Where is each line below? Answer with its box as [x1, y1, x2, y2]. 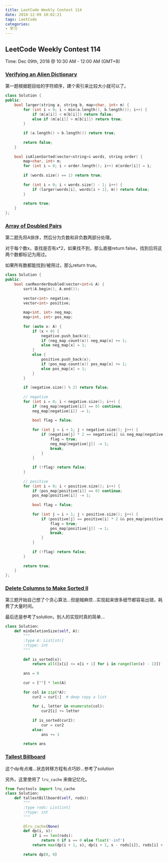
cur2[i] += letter [41, 708, 80, 714]
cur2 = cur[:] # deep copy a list [32, 694, 107, 699]
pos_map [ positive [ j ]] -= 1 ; [50, 526, 109, 531]
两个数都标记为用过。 [5, 251, 49, 258]
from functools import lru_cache [5, 786, 75, 791]
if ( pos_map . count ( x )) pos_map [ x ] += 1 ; [41, 362, 127, 367]
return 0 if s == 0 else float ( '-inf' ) [41, 838, 125, 843]
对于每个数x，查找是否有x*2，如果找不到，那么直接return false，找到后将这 [5, 245, 162, 251]
